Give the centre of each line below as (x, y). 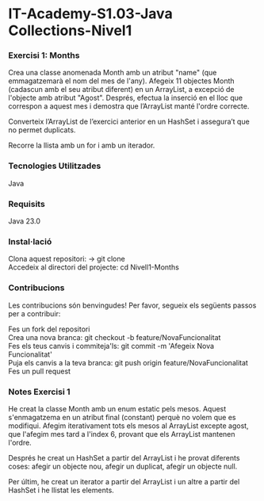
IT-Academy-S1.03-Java (90, 14)
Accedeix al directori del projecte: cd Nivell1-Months (94, 267)
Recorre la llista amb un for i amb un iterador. (82, 145)
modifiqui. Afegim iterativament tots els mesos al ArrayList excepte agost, (128, 426)
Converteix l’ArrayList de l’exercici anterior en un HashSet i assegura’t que (129, 122)
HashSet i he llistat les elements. (61, 490)
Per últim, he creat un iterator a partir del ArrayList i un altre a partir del (124, 481)
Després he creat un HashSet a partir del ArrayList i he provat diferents (124, 457)
